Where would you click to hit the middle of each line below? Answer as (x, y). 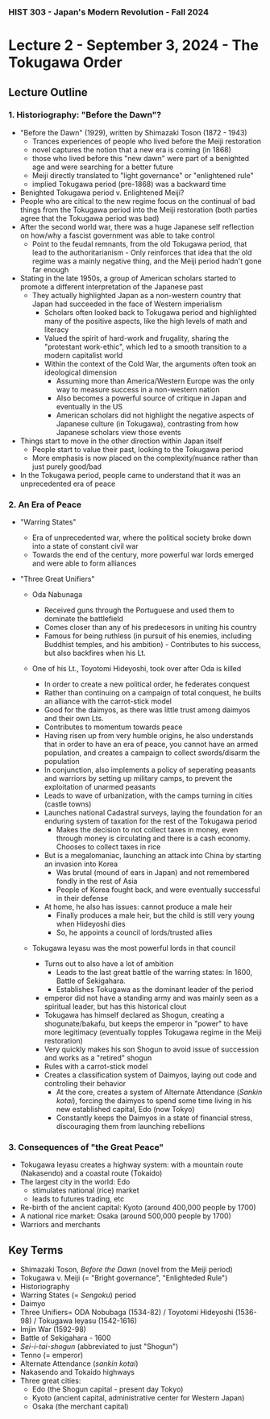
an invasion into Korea (81, 864)
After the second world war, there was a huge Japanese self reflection (137, 226)
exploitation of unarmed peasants (100, 787)
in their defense (82, 898)
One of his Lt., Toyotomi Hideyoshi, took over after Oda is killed (137, 669)
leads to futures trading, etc (78, 1199)
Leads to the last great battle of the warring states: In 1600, (154, 973)
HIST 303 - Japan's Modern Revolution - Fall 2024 (109, 12)
